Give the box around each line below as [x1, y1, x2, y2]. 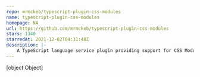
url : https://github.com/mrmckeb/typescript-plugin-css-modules [6, 25, 169, 32]
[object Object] [6, 64, 43, 71]
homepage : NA [6, 20, 39, 26]
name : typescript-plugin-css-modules [6, 14, 100, 20]
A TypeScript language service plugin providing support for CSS [17, 48, 183, 54]
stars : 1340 [6, 31, 36, 37]
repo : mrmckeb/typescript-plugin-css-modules [6, 8, 121, 15]
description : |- [6, 42, 46, 48]
